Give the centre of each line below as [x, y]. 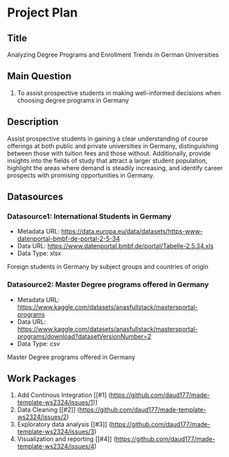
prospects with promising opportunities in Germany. [81, 175]
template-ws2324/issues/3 [56, 431]
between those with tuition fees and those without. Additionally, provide [109, 153]
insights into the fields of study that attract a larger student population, [108, 161]
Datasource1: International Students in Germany [89, 216]
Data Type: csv [39, 343]
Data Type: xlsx [39, 254]
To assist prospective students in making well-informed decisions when [119, 93]
